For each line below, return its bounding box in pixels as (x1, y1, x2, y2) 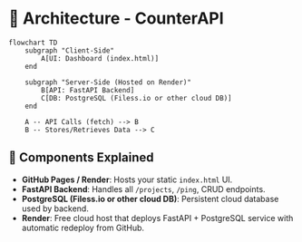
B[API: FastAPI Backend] (41, 85, 135, 94)
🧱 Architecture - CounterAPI (8, 8, 224, 29)
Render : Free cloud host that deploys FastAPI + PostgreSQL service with (21, 212, 294, 223)
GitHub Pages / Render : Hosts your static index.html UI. (21, 174, 233, 185)
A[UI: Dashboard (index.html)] (41, 53, 160, 63)
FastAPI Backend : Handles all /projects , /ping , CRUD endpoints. (21, 183, 266, 194)
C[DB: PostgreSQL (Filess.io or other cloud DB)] (41, 93, 232, 102)
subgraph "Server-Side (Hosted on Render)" (24, 77, 192, 87)
